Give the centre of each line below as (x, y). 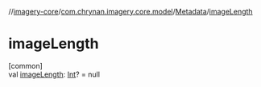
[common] (25, 65)
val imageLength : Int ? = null (54, 74)
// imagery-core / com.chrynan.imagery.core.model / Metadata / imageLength (130, 12)
